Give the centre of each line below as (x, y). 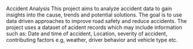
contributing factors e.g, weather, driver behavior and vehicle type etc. (92, 40)
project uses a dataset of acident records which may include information (94, 27)
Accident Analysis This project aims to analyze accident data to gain (89, 9)
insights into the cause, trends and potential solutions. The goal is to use (94, 15)
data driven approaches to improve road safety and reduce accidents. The (97, 21)
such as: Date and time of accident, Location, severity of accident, (87, 34)
